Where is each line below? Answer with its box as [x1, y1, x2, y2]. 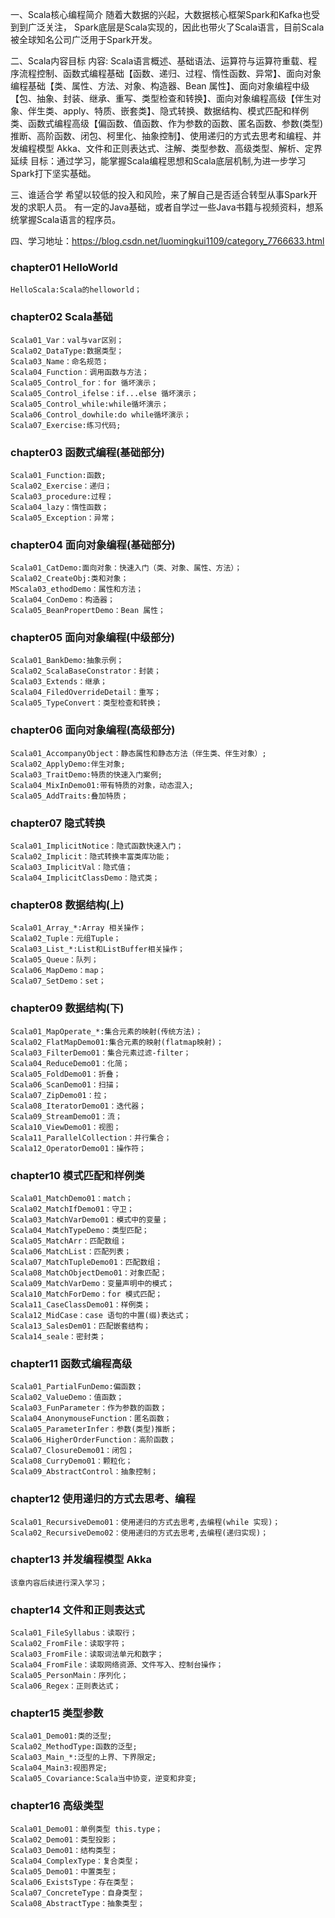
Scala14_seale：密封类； [10, 1331, 107, 1342]
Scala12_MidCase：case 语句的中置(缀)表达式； [10, 1310, 192, 1320]
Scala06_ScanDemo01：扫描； [10, 1079, 122, 1090]
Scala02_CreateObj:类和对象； [10, 574, 129, 584]
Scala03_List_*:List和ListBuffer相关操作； [10, 944, 185, 955]
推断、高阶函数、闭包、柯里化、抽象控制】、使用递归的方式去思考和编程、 [10, 130, 313, 142]
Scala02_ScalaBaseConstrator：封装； [10, 666, 162, 677]
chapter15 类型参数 [10, 1706, 104, 1720]
